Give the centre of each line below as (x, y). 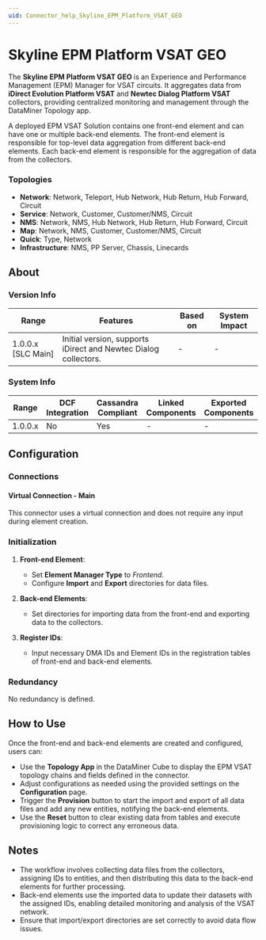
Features (116, 320)
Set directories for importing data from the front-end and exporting (141, 614)
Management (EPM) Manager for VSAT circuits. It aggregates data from (125, 85)
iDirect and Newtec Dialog (111, 348)
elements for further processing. (72, 886)
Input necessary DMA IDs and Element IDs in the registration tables (141, 653)
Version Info (32, 295)
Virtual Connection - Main (52, 495)
